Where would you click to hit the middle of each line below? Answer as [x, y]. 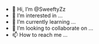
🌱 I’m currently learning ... [44, 22]
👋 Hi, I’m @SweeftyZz [39, 9]
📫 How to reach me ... [40, 35]
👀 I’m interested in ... [37, 15]
